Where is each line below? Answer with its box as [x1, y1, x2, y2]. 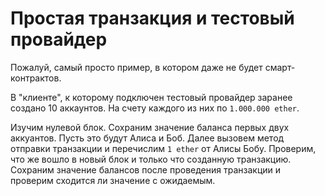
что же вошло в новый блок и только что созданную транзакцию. [10, 153, 292, 165]
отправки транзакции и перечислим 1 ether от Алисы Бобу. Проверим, [10, 142, 317, 154]
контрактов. [10, 72, 62, 84]
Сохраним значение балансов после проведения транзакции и [10, 163, 282, 176]
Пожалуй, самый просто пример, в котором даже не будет [10, 61, 263, 73]
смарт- [264, 61, 296, 73]
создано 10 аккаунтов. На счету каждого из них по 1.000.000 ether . [10, 102, 300, 114]
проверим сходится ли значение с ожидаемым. [10, 174, 216, 186]
